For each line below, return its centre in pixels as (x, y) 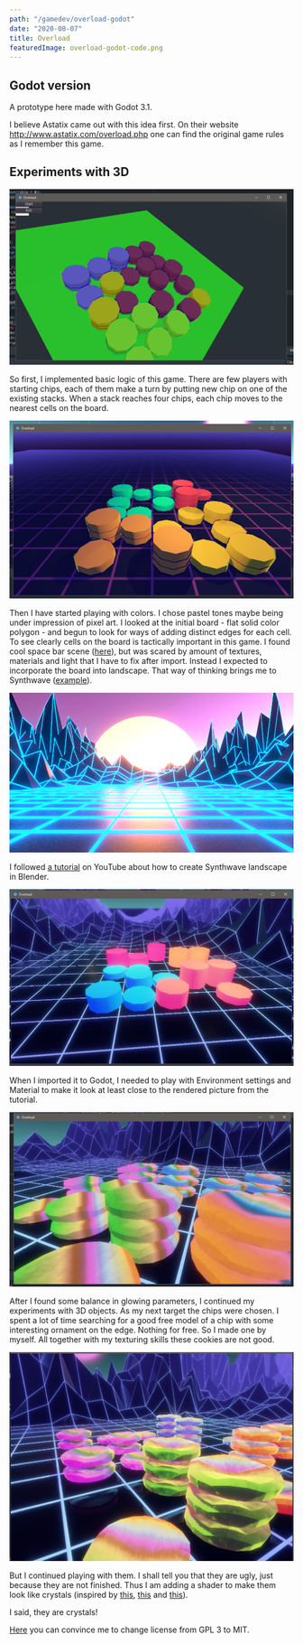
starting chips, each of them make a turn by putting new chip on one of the (148, 389)
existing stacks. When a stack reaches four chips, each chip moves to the (146, 398)
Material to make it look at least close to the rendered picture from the (139, 1089)
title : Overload (40, 38)
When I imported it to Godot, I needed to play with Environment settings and (150, 1080)
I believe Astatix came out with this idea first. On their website (124, 125)
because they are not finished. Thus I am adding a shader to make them (143, 1585)
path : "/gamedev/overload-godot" (72, 19)
